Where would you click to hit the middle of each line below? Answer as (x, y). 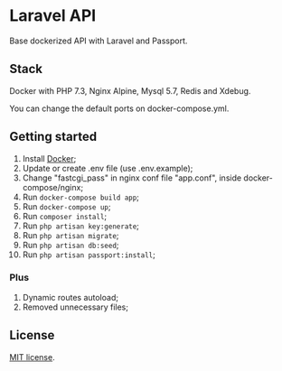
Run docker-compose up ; (66, 206)
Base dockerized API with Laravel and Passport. (99, 41)
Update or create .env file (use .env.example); (108, 168)
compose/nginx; (53, 187)
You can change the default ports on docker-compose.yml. (119, 108)
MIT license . (33, 357)
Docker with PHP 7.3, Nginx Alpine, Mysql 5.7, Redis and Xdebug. (130, 90)
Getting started (53, 137)
